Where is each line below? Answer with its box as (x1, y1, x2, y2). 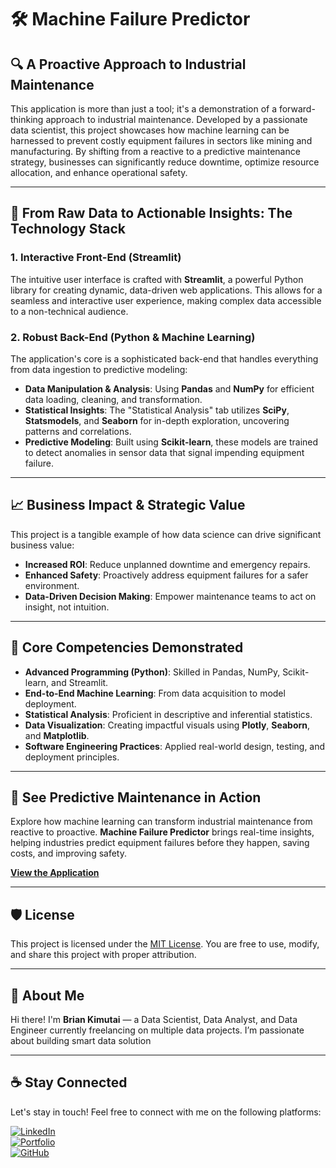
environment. (24, 579, 80, 591)
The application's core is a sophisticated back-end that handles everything (10, 352, 319, 365)
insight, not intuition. (24, 601, 110, 613)
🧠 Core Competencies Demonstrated (10, 639, 244, 656)
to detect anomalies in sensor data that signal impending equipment (24, 446, 305, 458)
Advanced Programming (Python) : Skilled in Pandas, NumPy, (24, 666, 281, 678)
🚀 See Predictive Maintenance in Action (10, 789, 262, 806)
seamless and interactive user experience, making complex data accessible (10, 294, 322, 306)
